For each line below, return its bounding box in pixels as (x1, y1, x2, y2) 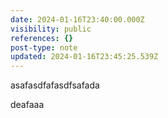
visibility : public (10, 24, 92, 34)
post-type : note (10, 42, 78, 53)
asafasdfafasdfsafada (10, 79, 100, 91)
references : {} (10, 33, 74, 43)
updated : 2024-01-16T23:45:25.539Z (10, 52, 159, 62)
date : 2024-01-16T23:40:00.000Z (10, 14, 145, 25)
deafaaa (10, 99, 45, 111)
